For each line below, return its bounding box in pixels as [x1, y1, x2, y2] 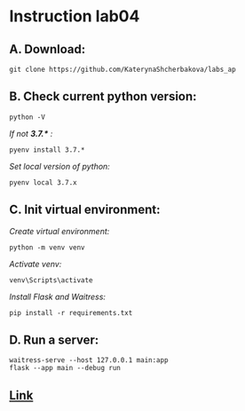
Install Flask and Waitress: [9, 291, 107, 302]
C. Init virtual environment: [9, 202, 162, 217]
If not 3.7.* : [9, 128, 53, 138]
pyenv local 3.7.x [9, 178, 77, 187]
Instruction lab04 [9, 6, 140, 27]
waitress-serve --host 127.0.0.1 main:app [9, 356, 169, 365]
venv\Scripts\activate [9, 275, 93, 285]
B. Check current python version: [9, 89, 197, 104]
